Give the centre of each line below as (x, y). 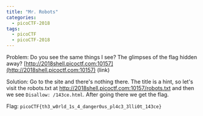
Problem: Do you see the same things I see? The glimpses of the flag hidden (102, 57)
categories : (21, 18)
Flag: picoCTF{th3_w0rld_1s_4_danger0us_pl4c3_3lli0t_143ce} (84, 106)
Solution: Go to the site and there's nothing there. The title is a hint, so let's (100, 82)
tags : (13, 29)
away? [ (16, 63)
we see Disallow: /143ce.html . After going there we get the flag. (88, 95)
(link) (103, 70)
